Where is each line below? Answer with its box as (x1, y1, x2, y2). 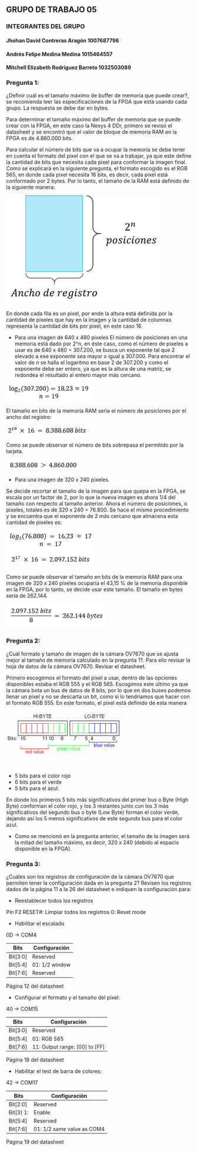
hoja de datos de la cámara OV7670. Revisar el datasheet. (6, 662, 146, 670)
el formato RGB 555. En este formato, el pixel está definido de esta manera (6, 699, 187, 706)
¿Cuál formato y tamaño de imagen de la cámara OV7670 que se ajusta (6, 650, 179, 657)
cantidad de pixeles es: (6, 519, 62, 526)
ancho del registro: (6, 414, 52, 421)
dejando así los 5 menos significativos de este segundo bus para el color (6, 814, 183, 822)
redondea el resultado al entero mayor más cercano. (14, 371, 142, 379)
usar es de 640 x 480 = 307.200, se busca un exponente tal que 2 (14, 347, 175, 354)
